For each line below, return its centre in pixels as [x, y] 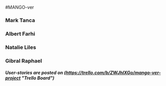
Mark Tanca [20, 20]
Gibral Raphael [24, 61]
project [13, 78]
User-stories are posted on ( [36, 73]
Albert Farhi [20, 34]
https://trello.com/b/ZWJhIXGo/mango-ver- [113, 73]
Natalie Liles [21, 47]
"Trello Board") [38, 78]
